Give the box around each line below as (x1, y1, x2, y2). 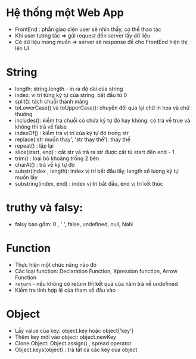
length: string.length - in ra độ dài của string (14, 85, 123, 92)
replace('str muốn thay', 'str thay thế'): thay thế (14, 136, 131, 143)
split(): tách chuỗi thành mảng (14, 98, 89, 105)
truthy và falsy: (6, 201, 83, 214)
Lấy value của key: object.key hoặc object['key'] (14, 327, 134, 334)
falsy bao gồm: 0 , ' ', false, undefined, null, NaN (14, 220, 133, 227)
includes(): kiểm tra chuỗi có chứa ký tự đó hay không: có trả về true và (14, 117, 191, 124)
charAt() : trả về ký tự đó (14, 161, 75, 168)
